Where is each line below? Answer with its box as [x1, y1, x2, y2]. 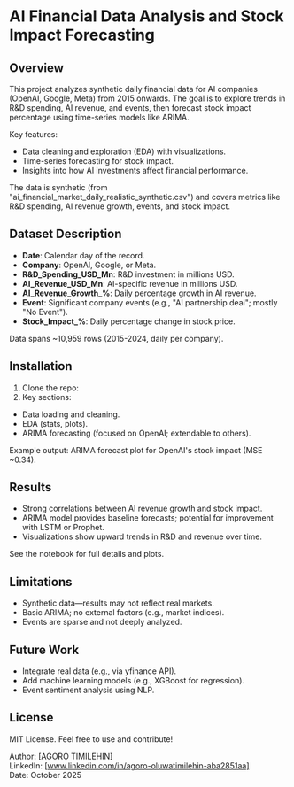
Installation [9, 359, 73, 374]
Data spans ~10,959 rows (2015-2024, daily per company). [9, 333, 224, 343]
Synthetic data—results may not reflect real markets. [21, 598, 214, 608]
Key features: [9, 129, 58, 139]
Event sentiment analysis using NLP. [21, 684, 155, 696]
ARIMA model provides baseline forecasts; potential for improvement [21, 513, 275, 523]
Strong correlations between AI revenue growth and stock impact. [21, 503, 263, 514]
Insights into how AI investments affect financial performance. [21, 166, 249, 175]
